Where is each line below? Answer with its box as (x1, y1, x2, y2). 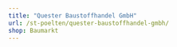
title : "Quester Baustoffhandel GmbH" (8, 11, 137, 20)
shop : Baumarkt (8, 26, 59, 34)
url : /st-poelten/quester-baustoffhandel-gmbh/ (8, 19, 170, 27)
